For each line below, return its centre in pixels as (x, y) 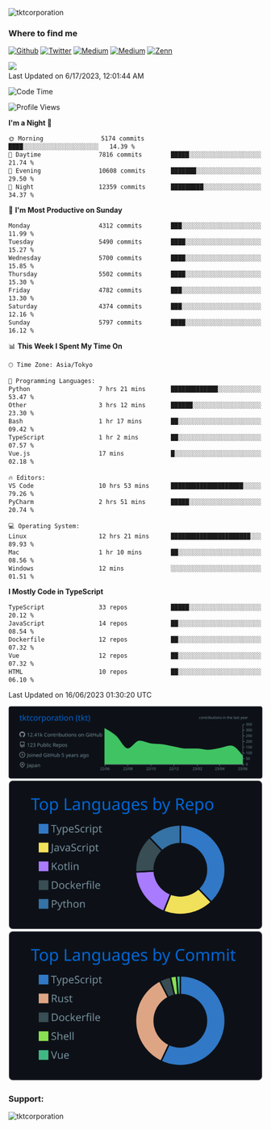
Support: (26, 1098)
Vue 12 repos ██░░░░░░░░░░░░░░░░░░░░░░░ (135, 656)
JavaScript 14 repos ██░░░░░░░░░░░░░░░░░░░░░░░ (135, 624)
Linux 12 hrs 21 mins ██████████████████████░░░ (135, 536)
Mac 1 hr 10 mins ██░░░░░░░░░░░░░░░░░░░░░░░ (135, 552)
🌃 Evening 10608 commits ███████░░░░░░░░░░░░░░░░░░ (135, 171)
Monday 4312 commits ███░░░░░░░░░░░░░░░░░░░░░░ (135, 226)
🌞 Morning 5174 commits (77, 139)
